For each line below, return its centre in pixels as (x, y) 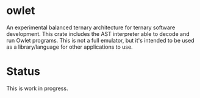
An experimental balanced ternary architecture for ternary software (91, 27)
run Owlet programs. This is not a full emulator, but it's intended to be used (100, 40)
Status (23, 72)
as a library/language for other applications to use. (70, 47)
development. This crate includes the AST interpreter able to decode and (98, 33)
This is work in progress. (37, 88)
